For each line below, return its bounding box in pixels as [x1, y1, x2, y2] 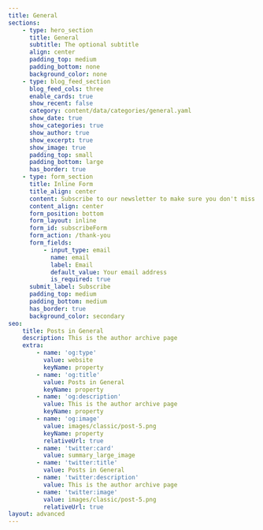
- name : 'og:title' [36, 371, 101, 379]
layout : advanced [8, 510, 65, 518]
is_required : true [50, 275, 111, 284]
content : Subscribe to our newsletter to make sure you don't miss [28, 195, 256, 203]
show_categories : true [28, 121, 104, 129]
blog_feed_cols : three [28, 84, 104, 93]
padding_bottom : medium [28, 297, 108, 305]
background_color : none [28, 70, 108, 78]
